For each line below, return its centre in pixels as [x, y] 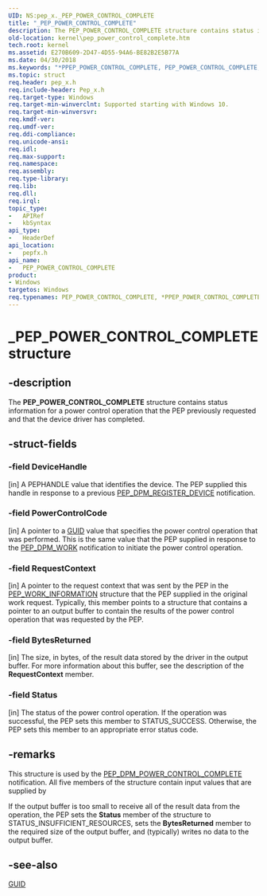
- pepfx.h [28, 253]
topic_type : [28, 208]
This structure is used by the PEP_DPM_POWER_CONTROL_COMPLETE [125, 773]
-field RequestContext [52, 568]
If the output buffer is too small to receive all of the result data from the [124, 806]
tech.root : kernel [39, 45]
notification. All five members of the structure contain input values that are [130, 782]
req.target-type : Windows [51, 97]
